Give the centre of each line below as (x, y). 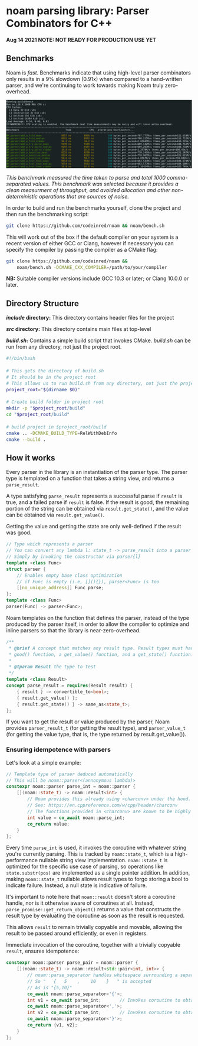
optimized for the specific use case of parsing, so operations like (85, 866)
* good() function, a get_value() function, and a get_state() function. (101, 654)
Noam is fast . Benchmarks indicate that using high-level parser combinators (99, 73)
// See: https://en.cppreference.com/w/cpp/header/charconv (103, 805)
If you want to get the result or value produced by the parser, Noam (88, 722)
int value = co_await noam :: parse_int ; (76, 818)
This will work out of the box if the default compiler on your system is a (92, 237)
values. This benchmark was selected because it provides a (105, 184)
